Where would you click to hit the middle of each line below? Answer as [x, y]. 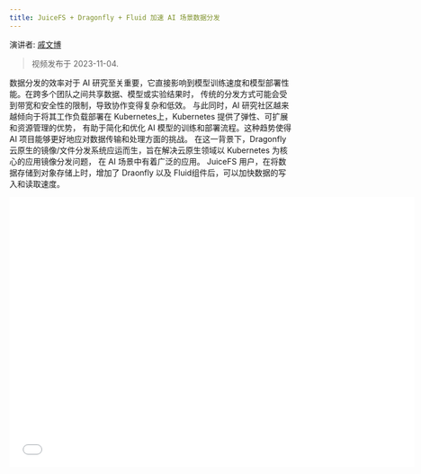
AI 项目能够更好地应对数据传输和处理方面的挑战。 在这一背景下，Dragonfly [148, 139]
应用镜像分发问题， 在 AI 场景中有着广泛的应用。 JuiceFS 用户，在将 [152, 161]
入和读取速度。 [37, 183]
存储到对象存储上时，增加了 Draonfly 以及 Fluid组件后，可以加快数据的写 [152, 173]
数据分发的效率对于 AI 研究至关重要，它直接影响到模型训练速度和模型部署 [145, 83]
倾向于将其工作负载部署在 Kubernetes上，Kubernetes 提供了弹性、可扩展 [152, 116]
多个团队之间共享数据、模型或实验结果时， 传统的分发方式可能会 [160, 94]
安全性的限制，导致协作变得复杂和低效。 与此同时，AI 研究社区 [157, 105]
